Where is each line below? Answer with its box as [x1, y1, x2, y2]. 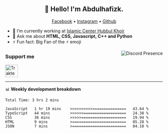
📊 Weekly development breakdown [5, 86, 81, 92]
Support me [5, 53, 35, 60]
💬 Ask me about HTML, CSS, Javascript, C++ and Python [12, 33, 132, 39]
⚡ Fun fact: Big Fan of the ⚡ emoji [12, 38, 81, 45]
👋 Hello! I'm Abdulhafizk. [44, 5, 124, 13]
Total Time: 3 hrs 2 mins [5, 98, 59, 103]
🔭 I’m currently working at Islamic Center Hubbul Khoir [12, 28, 125, 34]
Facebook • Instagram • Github [51, 18, 116, 24]
